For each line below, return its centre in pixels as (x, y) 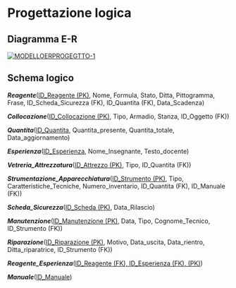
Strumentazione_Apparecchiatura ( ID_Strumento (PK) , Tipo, (96, 179)
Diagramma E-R (42, 39)
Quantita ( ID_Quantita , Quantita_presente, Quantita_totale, (91, 130)
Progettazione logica (69, 13)
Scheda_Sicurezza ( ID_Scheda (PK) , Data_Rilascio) (81, 207)
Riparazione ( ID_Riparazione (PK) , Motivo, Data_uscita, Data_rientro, (106, 242)
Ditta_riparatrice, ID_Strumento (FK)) (60, 249)
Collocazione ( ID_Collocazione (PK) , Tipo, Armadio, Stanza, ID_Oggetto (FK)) (118, 116)
